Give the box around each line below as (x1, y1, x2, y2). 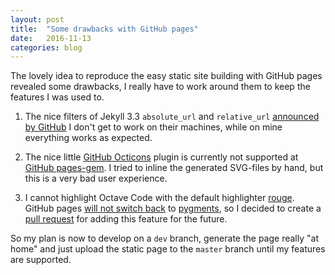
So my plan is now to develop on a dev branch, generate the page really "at (10, 232, 319, 245)
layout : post (10, 14, 65, 25)
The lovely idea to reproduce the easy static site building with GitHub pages (10, 70, 323, 82)
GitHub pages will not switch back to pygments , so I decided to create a (24, 202, 322, 215)
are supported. (10, 254, 72, 266)
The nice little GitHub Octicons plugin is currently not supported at (24, 151, 299, 163)
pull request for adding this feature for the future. (24, 213, 228, 225)
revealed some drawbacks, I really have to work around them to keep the (10, 81, 311, 93)
